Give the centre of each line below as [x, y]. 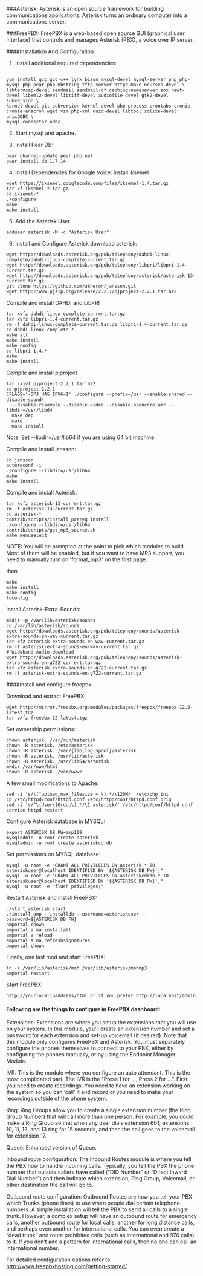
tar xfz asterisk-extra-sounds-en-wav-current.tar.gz [76, 642]
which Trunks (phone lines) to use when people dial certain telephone [93, 1203]
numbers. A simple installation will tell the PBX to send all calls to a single [97, 1209]
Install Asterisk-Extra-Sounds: [43, 609]
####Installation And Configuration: [51, 51]
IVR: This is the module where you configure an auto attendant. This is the [98, 1073]
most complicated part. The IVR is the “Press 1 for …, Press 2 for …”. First [97, 1079]
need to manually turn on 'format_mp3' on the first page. [77, 559]
